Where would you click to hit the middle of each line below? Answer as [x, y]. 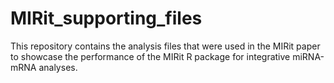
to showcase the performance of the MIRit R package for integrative [150, 56]
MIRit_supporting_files [106, 18]
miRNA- [308, 56]
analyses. [58, 67]
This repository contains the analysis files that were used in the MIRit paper [165, 46]
